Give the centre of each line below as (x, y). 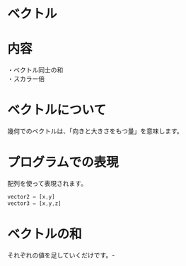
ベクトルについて (57, 110)
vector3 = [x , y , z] (34, 203)
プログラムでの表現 (63, 162)
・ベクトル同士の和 (35, 70)
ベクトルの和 (45, 234)
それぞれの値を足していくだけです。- (61, 255)
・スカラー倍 (26, 79)
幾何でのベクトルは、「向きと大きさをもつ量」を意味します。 (95, 131)
